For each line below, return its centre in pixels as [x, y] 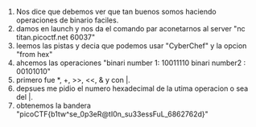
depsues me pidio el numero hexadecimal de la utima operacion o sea [132, 88]
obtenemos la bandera [53, 105]
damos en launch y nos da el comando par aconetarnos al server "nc [130, 29]
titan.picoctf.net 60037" [55, 37]
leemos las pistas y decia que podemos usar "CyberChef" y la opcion [131, 46]
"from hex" [34, 54]
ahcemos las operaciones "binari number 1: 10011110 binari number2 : [131, 63]
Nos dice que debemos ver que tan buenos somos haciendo [116, 12]
